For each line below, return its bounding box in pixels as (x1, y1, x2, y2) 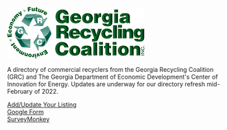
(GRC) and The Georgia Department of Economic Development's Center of (7, 73, 218, 81)
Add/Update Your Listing (7, 101, 77, 109)
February (7, 88, 33, 95)
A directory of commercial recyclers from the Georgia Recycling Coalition (7, 66, 214, 73)
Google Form (7, 108, 45, 116)
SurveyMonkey (7, 115, 50, 123)
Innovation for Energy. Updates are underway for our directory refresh (7, 80, 206, 88)
